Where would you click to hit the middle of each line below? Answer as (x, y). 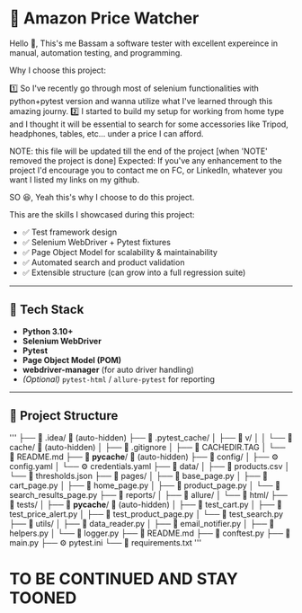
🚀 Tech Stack (47, 310)
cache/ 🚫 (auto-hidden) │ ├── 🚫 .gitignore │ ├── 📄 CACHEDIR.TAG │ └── (147, 447)
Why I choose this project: (58, 70)
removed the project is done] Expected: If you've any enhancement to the (146, 160)
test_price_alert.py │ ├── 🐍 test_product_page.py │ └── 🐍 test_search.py (147, 514)
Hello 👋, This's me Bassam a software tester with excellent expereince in (144, 43)
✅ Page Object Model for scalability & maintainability (120, 252)
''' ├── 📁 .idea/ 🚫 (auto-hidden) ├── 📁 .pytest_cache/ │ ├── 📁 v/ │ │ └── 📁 (151, 437)
